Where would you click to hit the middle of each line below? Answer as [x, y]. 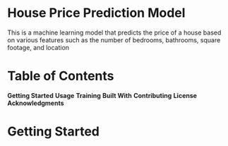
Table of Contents [61, 76]
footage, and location [38, 47]
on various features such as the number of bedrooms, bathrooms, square [114, 39]
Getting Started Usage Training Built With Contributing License [102, 95]
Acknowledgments [36, 103]
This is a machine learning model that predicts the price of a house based [114, 32]
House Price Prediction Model [96, 13]
